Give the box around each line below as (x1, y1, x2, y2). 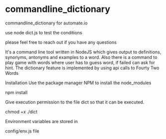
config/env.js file (5, 128, 40, 134)
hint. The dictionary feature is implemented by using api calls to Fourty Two (5, 65, 160, 71)
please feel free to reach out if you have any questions (5, 39, 117, 45)
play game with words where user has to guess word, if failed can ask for (5, 59, 155, 65)
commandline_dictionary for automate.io (5, 20, 88, 26)
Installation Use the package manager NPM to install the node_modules (5, 80, 152, 86)
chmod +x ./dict (5, 109, 38, 115)
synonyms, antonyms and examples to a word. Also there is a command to (5, 54, 158, 60)
